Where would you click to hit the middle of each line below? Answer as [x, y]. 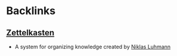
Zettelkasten [30, 33]
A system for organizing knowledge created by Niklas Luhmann [93, 47]
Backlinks [31, 11]
